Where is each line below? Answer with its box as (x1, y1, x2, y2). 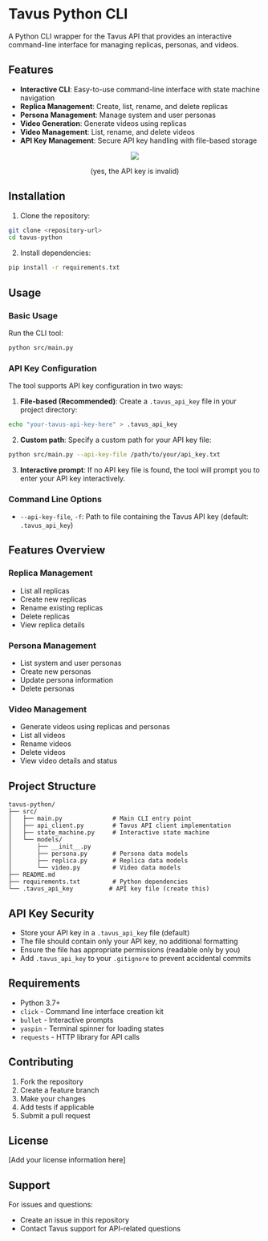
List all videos (19, 731, 66, 740)
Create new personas (19, 667, 91, 676)
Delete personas (19, 683, 75, 694)
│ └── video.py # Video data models (8, 864, 181, 872)
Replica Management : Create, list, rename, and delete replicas (19, 101, 229, 111)
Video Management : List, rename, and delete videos (19, 127, 195, 136)
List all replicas (19, 586, 70, 595)
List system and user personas (19, 659, 122, 668)
